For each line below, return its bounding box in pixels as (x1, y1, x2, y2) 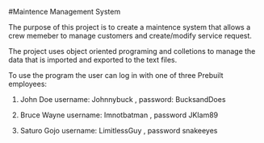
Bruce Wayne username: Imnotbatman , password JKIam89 (19, 110, 219, 120)
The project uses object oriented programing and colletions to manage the (8, 47, 256, 55)
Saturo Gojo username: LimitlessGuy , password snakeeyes (19, 126, 218, 135)
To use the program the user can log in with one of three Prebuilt (8, 71, 224, 80)
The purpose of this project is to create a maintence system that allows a (8, 22, 251, 31)
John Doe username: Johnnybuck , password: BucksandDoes (19, 95, 226, 104)
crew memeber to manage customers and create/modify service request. (8, 31, 253, 40)
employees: (8, 80, 47, 88)
